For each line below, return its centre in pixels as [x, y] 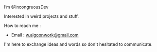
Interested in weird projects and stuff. [42, 16]
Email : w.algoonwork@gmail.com [45, 35]
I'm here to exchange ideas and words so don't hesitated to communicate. [78, 44]
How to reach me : [23, 26]
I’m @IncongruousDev [26, 7]
